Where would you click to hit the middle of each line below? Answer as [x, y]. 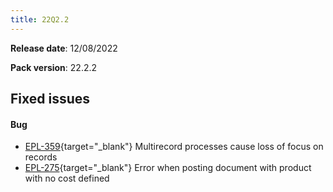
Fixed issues [50, 99]
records [41, 157]
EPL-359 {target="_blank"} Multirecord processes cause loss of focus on [174, 147]
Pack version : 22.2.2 [54, 67]
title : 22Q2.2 [40, 19]
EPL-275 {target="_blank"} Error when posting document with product [168, 168]
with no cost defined [67, 178]
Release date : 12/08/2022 [64, 48]
